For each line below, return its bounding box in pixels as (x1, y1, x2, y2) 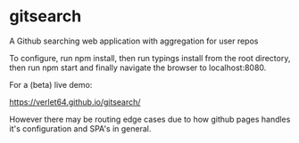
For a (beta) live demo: (9, 79, 93, 90)
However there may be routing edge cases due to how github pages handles (9, 114, 291, 124)
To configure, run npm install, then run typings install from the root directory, (9, 52, 291, 63)
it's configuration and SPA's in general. (9, 123, 152, 134)
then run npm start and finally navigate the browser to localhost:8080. (9, 62, 267, 73)
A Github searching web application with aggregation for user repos (9, 36, 259, 46)
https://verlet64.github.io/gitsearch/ (9, 96, 141, 107)
